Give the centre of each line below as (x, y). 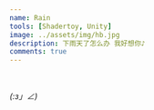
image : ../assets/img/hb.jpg (65, 35)
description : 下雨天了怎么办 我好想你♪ (77, 43)
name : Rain (30, 18)
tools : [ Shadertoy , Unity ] (61, 26)
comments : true (38, 52)
